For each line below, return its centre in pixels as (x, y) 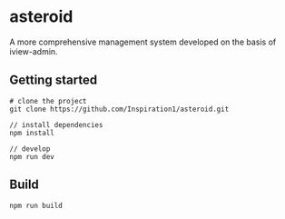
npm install (32, 133)
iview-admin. (34, 51)
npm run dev (32, 156)
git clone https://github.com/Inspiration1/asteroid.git (119, 109)
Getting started (54, 80)
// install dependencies (56, 124)
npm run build (36, 205)
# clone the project (49, 101)
